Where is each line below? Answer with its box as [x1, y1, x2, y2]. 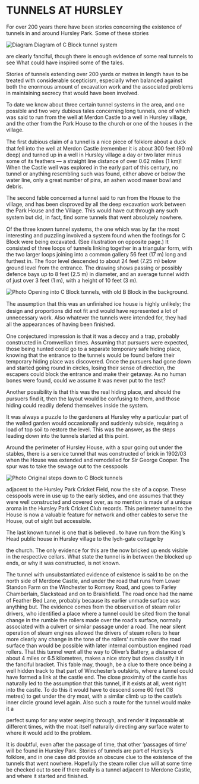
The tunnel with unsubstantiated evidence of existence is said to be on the [6, 570, 188, 578]
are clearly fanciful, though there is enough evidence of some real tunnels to [6, 52, 194, 59]
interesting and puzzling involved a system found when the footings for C [6, 231, 186, 239]
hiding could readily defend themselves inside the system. [6, 402, 149, 409]
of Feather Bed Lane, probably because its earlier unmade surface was [6, 597, 180, 604]
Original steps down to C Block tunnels [27, 474, 123, 481]
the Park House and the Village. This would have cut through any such [6, 206, 178, 214]
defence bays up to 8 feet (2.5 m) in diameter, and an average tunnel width [6, 270, 189, 277]
